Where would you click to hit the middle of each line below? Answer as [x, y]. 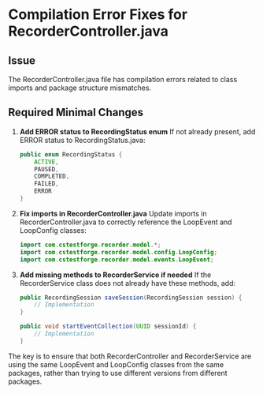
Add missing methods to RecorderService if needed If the [115, 275]
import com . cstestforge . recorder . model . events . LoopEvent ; [117, 259]
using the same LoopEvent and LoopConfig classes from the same [116, 364]
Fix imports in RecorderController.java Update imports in [113, 213]
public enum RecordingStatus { [71, 154]
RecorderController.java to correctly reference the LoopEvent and [126, 222]
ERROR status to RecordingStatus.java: [82, 140]
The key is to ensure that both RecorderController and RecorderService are [130, 356]
